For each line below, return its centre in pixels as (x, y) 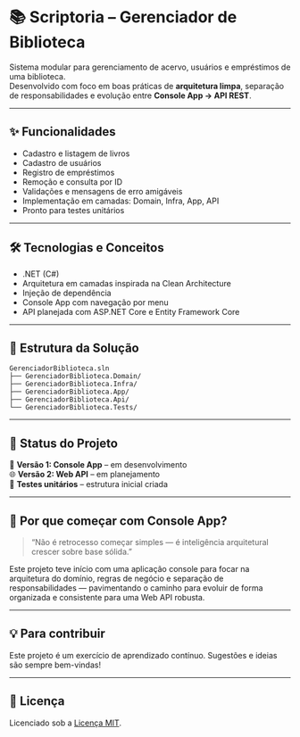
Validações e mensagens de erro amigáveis (102, 191)
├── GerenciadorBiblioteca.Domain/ (75, 377)
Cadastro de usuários (62, 162)
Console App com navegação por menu (95, 302)
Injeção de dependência (67, 293)
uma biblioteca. (37, 76)
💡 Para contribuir (57, 634)
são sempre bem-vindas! (55, 665)
